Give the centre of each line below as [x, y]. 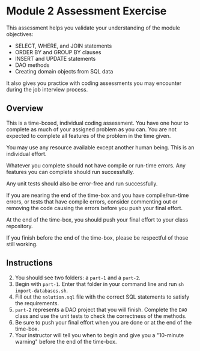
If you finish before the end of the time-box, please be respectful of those [97, 238]
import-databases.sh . [41, 290]
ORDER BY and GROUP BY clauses [58, 52]
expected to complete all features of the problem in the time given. [89, 135]
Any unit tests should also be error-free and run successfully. [82, 183]
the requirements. [37, 303]
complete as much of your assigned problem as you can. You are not [92, 129]
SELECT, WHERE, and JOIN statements [63, 46]
